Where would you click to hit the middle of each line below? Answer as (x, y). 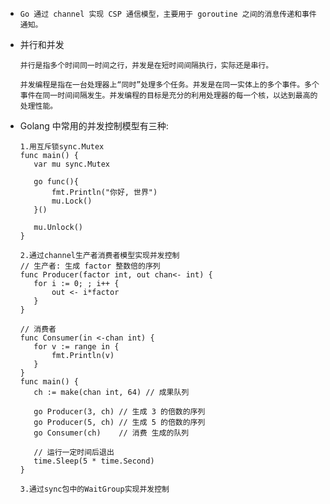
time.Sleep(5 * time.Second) (94, 461)
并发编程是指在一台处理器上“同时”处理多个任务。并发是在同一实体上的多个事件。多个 (169, 85)
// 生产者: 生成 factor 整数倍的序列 (90, 266)
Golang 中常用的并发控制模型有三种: (94, 126)
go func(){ (56, 182)
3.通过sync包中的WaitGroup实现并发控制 (94, 489)
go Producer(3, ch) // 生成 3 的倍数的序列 (119, 412)
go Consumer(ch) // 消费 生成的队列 (111, 433)
